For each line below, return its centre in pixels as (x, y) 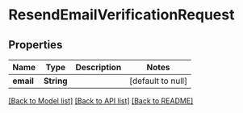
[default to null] (158, 81)
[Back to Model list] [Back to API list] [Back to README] (101, 101)
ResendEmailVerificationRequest (121, 15)
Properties (36, 45)
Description (98, 67)
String (55, 81)
